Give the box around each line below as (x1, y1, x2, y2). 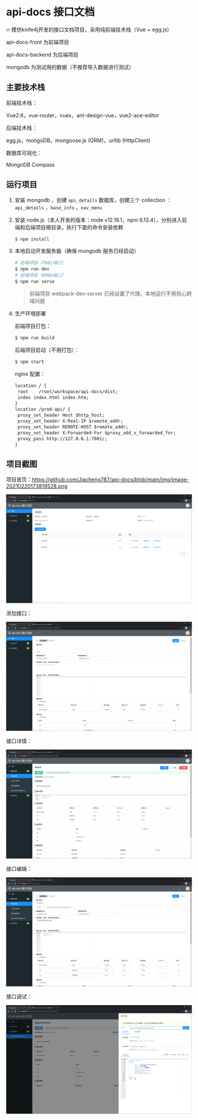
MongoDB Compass (6, 161, 55, 168)
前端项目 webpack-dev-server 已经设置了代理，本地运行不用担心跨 (29, 290, 192, 297)
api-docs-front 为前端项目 (6, 38, 70, 45)
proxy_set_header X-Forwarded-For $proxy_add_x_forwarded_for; (17, 430, 176, 436)
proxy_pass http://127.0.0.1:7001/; (17, 435, 108, 442)
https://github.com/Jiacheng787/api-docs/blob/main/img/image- (32, 475, 190, 483)
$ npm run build (14, 335, 55, 341)
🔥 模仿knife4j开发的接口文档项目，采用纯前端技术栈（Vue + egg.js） (6, 26, 173, 33)
